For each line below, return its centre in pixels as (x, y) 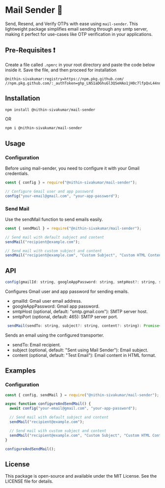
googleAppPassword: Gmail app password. (56, 306)
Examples (20, 371)
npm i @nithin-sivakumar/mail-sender (44, 128)
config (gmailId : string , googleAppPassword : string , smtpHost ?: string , (81, 282)
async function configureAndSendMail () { (48, 404)
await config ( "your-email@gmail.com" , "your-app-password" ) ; (73, 409)
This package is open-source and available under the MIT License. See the (81, 476)
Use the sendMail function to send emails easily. (54, 219)
